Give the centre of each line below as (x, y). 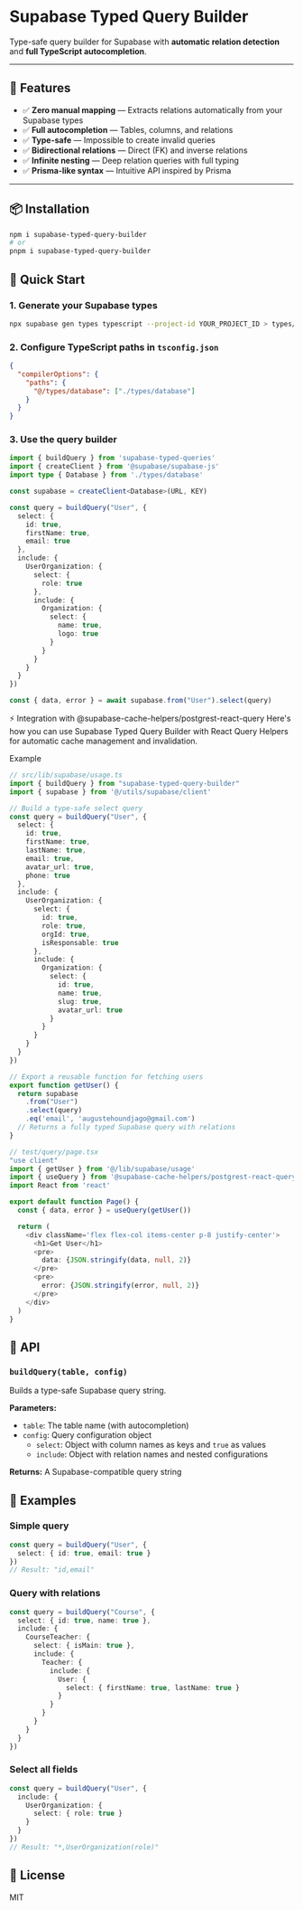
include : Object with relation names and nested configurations (152, 1454)
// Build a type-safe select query (76, 808)
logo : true (78, 634)
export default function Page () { (74, 1202)
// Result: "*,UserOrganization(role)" (84, 1847)
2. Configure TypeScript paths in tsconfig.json (114, 347)
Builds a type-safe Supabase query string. (88, 1391)
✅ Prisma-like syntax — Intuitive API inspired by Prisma (127, 170)
